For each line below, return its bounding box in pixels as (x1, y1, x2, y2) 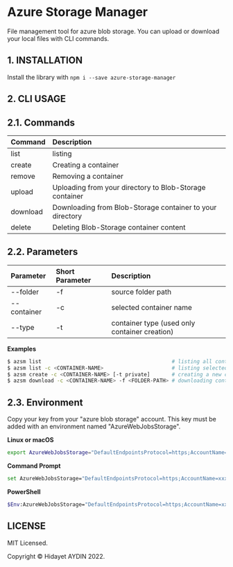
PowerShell (7, 487, 41, 496)
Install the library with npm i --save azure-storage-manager (7, 73, 176, 81)
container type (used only (111, 318, 196, 328)
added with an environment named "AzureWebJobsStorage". (7, 422, 181, 430)
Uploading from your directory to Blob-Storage (52, 182, 206, 192)
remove (10, 171, 36, 181)
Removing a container (52, 171, 123, 181)
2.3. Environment (7, 396, 83, 408)
